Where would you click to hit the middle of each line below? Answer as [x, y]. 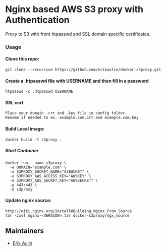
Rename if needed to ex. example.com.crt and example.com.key [72, 118]
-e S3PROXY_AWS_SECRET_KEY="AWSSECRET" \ [54, 180]
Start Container [22, 151]
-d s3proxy [21, 189]
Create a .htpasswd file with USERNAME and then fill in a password [77, 81]
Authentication [37, 20]
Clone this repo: [22, 59]
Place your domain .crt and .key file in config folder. [66, 113]
